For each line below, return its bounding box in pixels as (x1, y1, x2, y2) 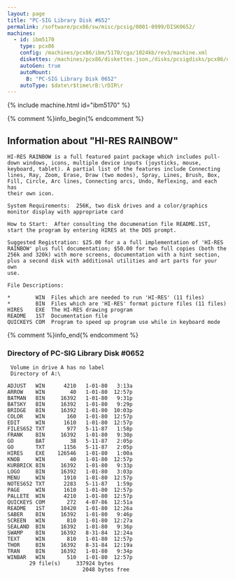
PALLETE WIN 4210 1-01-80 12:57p (7, 493, 133, 500)
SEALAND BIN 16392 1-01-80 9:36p (7, 523, 133, 530)
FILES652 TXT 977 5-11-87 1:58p (7, 425, 133, 432)
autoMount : (20, 69, 52, 76)
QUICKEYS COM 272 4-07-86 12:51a (7, 499, 133, 506)
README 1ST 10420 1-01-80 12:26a (7, 505, 133, 512)
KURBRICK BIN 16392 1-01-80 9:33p (7, 462, 133, 469)
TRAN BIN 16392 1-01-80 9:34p (7, 548, 133, 555)
